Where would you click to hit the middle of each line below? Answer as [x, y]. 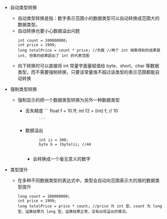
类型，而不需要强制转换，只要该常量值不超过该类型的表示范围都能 [86, 72]
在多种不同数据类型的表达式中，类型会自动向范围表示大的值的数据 [86, 180]
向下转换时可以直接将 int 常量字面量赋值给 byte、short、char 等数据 [88, 66]
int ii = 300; [54, 140]
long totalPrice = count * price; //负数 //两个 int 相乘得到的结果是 [89, 50]
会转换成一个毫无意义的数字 [62, 159]
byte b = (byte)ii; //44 [65, 144]
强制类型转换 [23, 89]
